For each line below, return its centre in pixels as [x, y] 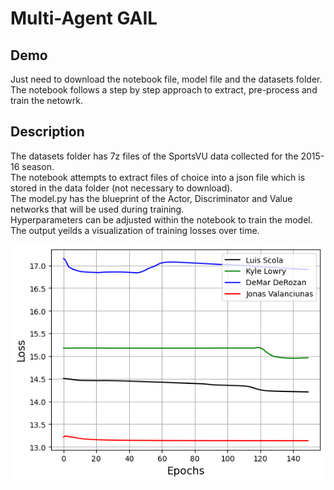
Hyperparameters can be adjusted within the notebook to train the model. [161, 219]
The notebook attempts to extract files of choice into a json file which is [158, 177]
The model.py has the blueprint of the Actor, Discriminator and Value [151, 198]
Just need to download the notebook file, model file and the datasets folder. [166, 79]
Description [47, 132]
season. [38, 166]
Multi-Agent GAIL [84, 18]
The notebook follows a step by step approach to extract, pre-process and [164, 90]
